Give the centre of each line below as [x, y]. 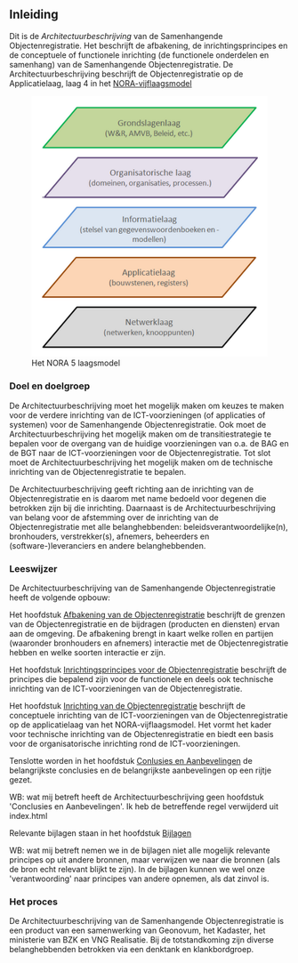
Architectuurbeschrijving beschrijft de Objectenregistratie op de [126, 74]
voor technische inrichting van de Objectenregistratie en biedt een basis [141, 734]
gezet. [21, 779]
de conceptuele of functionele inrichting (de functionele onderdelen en [139, 55]
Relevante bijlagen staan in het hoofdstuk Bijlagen [101, 833]
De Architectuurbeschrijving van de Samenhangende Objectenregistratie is [147, 921]
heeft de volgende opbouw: [60, 597]
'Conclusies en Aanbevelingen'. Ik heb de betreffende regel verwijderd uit [144, 806]
